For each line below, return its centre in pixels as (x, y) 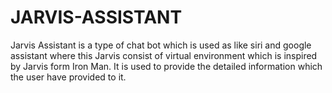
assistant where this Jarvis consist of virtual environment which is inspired (164, 55)
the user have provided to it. (68, 77)
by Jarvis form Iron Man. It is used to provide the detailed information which (166, 66)
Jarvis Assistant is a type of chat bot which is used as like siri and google (161, 45)
